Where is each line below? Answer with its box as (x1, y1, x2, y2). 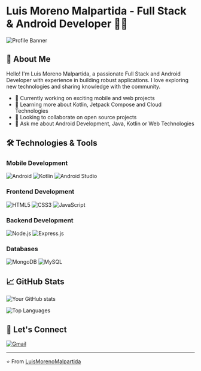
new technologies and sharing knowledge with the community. (6, 83, 161, 90)
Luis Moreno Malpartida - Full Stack (6, 4, 187, 18)
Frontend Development (6, 188, 75, 196)
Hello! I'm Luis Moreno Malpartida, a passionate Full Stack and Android (6, 70, 181, 77)
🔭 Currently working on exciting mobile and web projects (14, 94, 156, 101)
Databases (6, 245, 38, 253)
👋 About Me (6, 54, 51, 64)
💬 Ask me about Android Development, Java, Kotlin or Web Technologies (14, 120, 194, 127)
